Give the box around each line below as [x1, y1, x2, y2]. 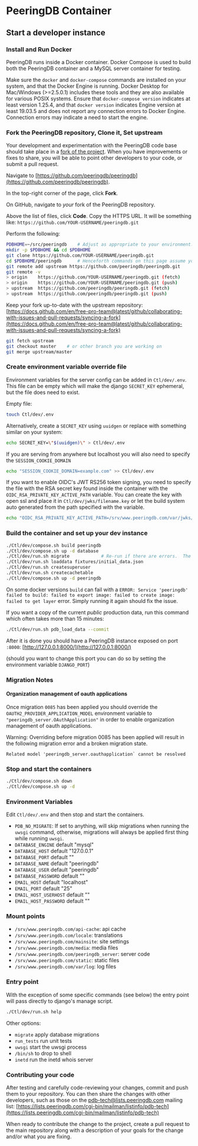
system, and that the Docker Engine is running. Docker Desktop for [6, 82, 169, 90]
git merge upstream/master [6, 349, 72, 355]
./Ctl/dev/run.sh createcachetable [6, 570, 94, 576]
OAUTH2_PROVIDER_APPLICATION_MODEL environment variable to [6, 710, 152, 717]
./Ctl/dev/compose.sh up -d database [6, 548, 99, 554]
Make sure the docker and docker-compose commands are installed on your [6, 76, 187, 83]
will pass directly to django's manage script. [6, 997, 113, 1005]
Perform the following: [6, 230, 61, 237]
